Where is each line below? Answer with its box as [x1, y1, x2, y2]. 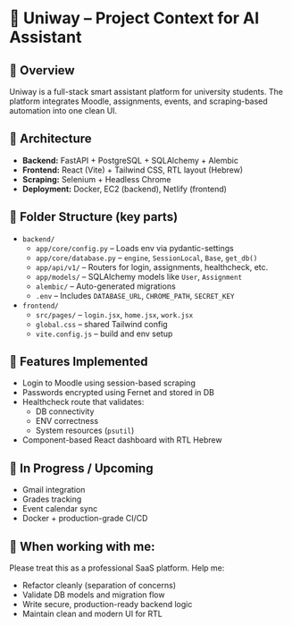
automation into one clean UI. [9, 106, 118, 115]
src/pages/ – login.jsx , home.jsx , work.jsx [35, 309, 194, 320]
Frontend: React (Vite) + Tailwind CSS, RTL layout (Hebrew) [21, 165, 244, 175]
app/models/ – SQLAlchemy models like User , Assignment [35, 271, 243, 282]
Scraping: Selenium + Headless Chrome [21, 173, 171, 184]
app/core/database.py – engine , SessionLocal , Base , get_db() [35, 252, 258, 263]
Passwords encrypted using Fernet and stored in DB [21, 387, 215, 398]
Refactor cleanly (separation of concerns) [21, 580, 177, 591]
